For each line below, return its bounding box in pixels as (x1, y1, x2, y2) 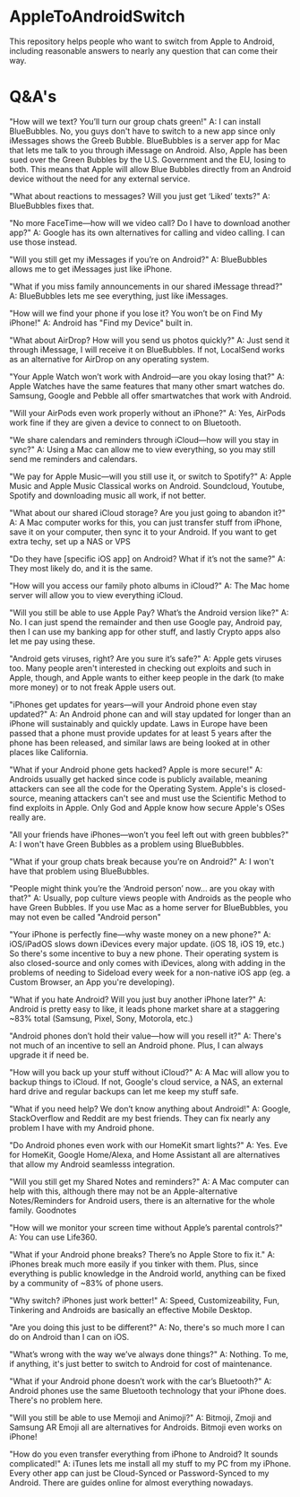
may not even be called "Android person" (9, 911, 161, 922)
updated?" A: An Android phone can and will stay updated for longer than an (9, 709, 291, 719)
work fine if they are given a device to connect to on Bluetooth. (9, 417, 242, 428)
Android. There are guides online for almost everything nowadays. (9, 1477, 253, 1488)
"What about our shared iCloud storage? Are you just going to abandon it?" (9, 507, 287, 518)
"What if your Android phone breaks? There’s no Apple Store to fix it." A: (9, 1249, 276, 1259)
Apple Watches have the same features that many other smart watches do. (9, 380, 285, 391)
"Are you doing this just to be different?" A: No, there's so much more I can (9, 1321, 285, 1333)
